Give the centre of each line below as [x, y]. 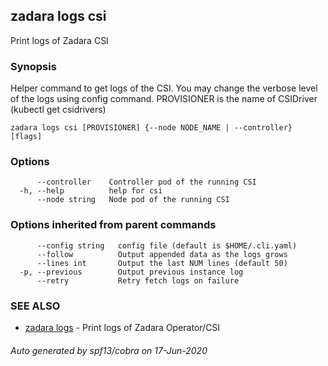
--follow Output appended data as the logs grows [162, 254]
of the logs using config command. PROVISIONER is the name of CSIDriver [164, 99]
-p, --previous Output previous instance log [131, 272]
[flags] [26, 137]
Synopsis [33, 66]
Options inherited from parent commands [113, 225]
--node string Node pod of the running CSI [133, 200]
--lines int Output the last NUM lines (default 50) [162, 263]
